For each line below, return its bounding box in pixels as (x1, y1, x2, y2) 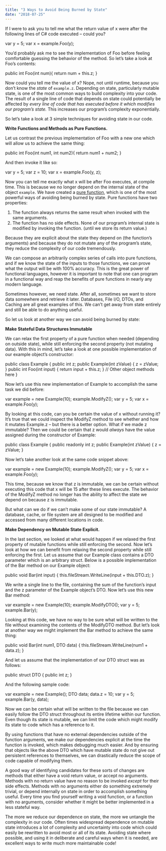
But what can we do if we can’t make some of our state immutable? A (5, 506, 147, 512)
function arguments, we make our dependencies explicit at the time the (5, 736, 151, 742)
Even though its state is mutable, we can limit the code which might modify (5, 716, 158, 722)
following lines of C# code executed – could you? (5, 31, 106, 37)
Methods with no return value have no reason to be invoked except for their (5, 778, 160, 784)
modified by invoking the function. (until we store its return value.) (12, 225, 147, 231)
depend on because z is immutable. (5, 496, 78, 502)
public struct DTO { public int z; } (5, 671, 72, 677)
